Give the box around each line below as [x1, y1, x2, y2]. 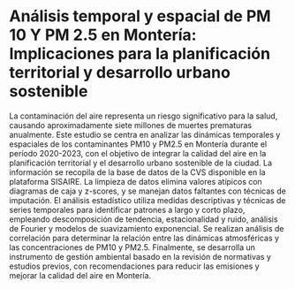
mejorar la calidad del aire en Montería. [9, 270, 152, 280]
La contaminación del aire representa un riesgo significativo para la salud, [9, 110, 278, 121]
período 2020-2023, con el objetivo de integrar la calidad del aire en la [9, 148, 267, 158]
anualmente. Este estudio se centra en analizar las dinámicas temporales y [9, 129, 281, 140]
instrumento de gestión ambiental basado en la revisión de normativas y [9, 251, 272, 262]
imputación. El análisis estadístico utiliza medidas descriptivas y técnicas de [9, 194, 286, 205]
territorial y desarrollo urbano [9, 63, 231, 83]
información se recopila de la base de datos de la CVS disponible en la [9, 166, 267, 178]
